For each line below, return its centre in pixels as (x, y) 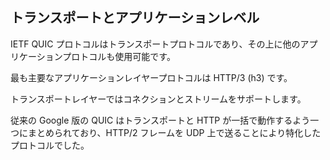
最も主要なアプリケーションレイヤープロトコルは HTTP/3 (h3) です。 (151, 77)
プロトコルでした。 (50, 145)
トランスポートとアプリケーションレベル (135, 18)
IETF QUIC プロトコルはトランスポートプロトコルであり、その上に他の (155, 44)
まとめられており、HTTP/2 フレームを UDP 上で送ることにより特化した (174, 132)
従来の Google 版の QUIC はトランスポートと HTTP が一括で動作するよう (160, 120)
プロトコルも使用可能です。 (119, 56)
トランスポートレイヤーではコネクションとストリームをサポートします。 (158, 99)
